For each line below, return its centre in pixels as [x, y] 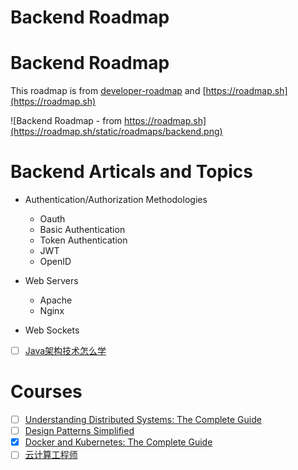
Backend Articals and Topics [131, 172]
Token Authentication [83, 240]
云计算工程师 [51, 455]
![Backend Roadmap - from [66, 121]
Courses [46, 392]
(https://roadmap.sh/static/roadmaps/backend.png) [116, 132]
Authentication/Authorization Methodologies [116, 200]
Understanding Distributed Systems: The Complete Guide [143, 420]
